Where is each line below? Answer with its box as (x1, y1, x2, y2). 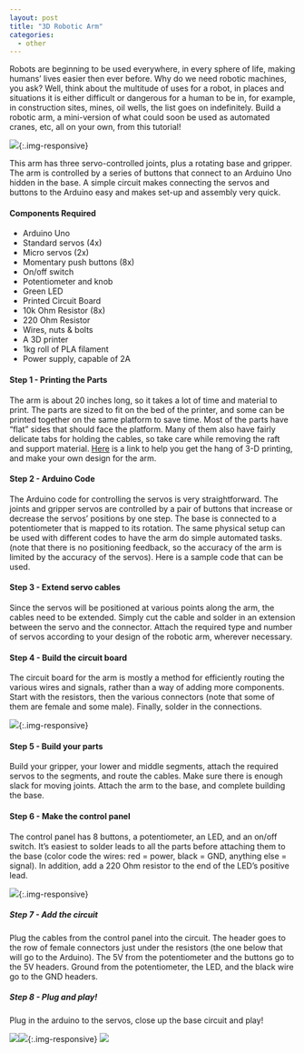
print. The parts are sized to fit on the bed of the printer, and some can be (9, 404, 285, 415)
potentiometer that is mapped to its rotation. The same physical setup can (9, 522, 286, 533)
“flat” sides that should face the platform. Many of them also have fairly (9, 424, 277, 435)
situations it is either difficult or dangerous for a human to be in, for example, (9, 93, 296, 104)
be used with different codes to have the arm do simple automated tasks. (9, 532, 283, 543)
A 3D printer (22, 334, 69, 346)
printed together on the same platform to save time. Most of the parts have (9, 414, 289, 425)
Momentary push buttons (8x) (22, 256, 135, 268)
